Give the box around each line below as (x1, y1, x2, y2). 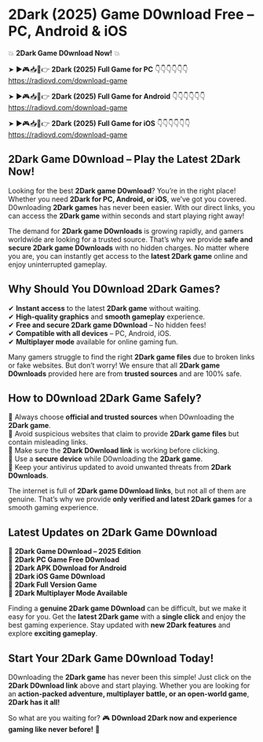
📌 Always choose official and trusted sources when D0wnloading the (8, 412, 235, 422)
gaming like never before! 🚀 (8, 725, 100, 733)
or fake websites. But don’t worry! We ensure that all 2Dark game (8, 360, 221, 370)
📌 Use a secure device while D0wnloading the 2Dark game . (8, 454, 203, 463)
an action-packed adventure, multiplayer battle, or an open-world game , (8, 689, 250, 698)
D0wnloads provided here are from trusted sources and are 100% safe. (8, 368, 242, 378)
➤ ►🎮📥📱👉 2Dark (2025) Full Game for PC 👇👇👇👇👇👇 (8, 65, 188, 74)
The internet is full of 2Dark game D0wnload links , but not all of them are (8, 486, 247, 496)
